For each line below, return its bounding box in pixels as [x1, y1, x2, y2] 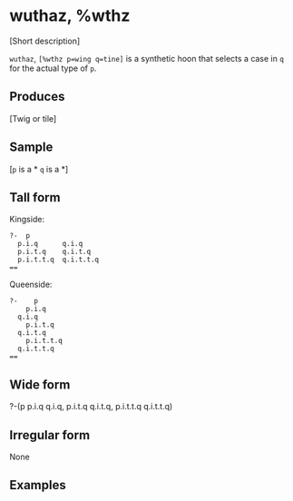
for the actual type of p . [9, 63, 97, 74]
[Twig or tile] [9, 113, 57, 123]
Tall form [9, 190, 61, 205]
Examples [9, 477, 66, 493]
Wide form [9, 377, 71, 392]
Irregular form [9, 427, 91, 443]
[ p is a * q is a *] [9, 163, 69, 174]
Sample [9, 140, 54, 155]
